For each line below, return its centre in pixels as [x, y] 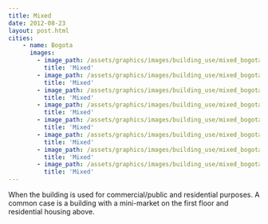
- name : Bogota [48, 46]
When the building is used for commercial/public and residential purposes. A [134, 194]
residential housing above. [52, 212]
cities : [21, 38]
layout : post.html [39, 30]
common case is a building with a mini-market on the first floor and [118, 203]
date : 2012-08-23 [37, 23]
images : [42, 53]
